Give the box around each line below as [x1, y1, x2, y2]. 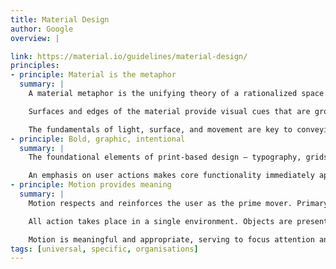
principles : [10, 61, 60, 71]
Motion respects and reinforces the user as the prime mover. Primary [28, 198, 329, 208]
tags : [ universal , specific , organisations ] [10, 244, 199, 254]
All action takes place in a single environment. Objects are [28, 216, 293, 226]
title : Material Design [10, 14, 110, 25]
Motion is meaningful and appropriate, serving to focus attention [28, 234, 315, 245]
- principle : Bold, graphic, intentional [10, 134, 186, 144]
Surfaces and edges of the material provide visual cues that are [28, 106, 311, 116]
